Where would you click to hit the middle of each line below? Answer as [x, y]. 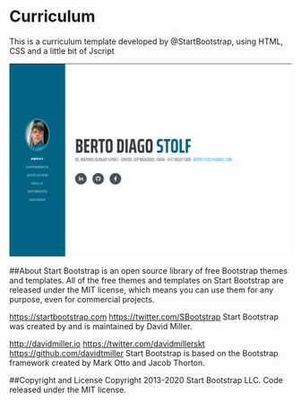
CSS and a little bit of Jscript [62, 50]
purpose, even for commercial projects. [82, 299]
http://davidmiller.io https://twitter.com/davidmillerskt [107, 344]
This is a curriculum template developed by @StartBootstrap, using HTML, [146, 41]
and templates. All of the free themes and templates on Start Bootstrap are [146, 280]
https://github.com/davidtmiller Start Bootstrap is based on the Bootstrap [144, 353]
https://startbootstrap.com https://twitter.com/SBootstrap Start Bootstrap [144, 317]
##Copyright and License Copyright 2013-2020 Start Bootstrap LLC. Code [146, 380]
